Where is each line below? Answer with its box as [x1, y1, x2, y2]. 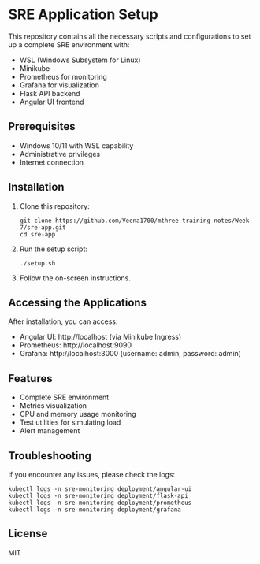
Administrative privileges [19, 149, 101, 158]
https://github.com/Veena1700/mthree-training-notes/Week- [54, 217, 254, 224]
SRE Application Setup [8, 6, 159, 24]
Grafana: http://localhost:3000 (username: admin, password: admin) [19, 349, 242, 358]
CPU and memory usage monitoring [19, 410, 136, 419]
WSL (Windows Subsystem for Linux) [19, 55, 141, 65]
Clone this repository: [19, 201, 90, 210]
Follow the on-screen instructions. [19, 273, 132, 283]
